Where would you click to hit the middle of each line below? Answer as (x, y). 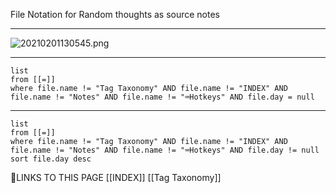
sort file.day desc (51, 159)
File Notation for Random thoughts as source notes (115, 14)
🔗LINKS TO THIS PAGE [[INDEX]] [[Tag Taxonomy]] (116, 177)
